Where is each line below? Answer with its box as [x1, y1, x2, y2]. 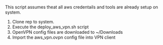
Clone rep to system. [12, 19, 55, 24]
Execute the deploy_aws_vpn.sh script [12, 24, 89, 30]
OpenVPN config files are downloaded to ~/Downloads [12, 29, 123, 35]
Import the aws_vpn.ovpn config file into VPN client [12, 34, 116, 40]
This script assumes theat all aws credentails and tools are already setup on [5, 4, 158, 10]
